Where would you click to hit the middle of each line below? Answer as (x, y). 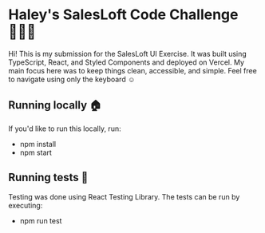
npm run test (41, 220)
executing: (26, 205)
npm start (36, 152)
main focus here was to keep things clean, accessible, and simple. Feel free (132, 70)
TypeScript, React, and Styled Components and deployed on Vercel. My (127, 62)
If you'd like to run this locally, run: (65, 128)
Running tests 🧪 (48, 178)
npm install (38, 144)
